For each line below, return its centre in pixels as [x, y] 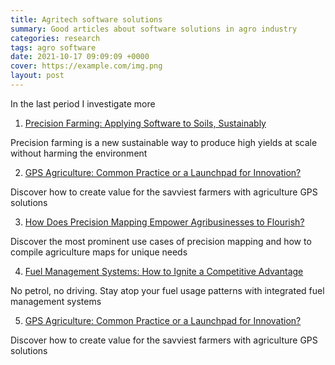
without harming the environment [79, 153]
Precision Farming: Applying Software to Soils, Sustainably [145, 123]
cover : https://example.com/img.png [86, 66]
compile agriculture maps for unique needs [99, 252]
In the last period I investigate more [83, 103]
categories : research [55, 38]
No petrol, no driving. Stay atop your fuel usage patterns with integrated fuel [167, 290]
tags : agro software [53, 47]
